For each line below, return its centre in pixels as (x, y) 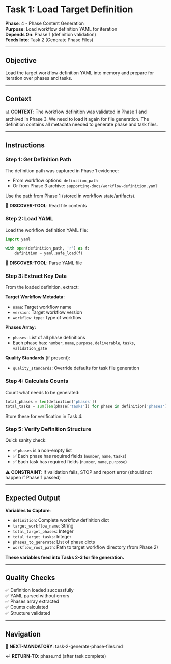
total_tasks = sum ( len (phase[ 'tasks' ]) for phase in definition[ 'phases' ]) (87, 406)
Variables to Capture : (28, 510)
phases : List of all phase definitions (49, 338)
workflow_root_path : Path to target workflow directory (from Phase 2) (85, 547)
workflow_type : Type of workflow (47, 318)
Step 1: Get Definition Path (38, 159)
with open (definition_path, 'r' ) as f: (48, 248)
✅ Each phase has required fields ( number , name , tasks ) (69, 456)
